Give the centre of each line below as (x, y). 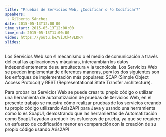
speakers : (15, 14)
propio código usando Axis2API (37, 129)
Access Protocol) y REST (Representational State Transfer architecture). (79, 82)
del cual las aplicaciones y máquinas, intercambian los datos (67, 61)
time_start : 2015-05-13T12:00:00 (40, 28)
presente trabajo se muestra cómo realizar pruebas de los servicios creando (83, 103)
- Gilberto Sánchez (28, 19)
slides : (13, 42)
